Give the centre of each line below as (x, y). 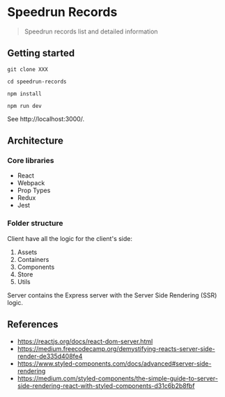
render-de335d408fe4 (50, 356)
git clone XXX (28, 69)
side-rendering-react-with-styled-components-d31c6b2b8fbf (106, 386)
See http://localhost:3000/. (46, 118)
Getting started (41, 53)
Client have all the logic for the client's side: (70, 238)
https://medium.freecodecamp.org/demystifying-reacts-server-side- (116, 348)
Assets (27, 252)
